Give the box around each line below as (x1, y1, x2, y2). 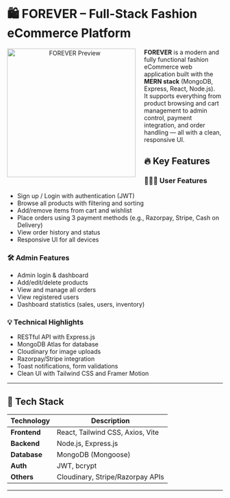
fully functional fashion (144, 55, 209, 63)
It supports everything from (144, 91, 222, 100)
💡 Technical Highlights (7, 317, 84, 327)
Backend (10, 439, 40, 449)
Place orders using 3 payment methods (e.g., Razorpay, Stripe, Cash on (16, 213, 220, 222)
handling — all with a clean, (144, 128, 222, 137)
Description (91, 416, 130, 426)
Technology (10, 416, 50, 426)
